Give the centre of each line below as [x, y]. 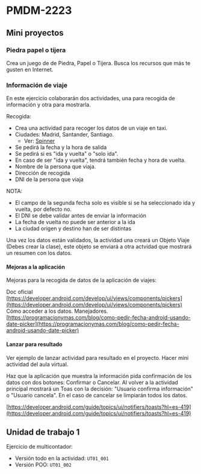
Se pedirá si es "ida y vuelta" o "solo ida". [66, 154]
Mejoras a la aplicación [36, 267]
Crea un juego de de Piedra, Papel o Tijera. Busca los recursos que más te [98, 63]
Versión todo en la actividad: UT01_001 [62, 458]
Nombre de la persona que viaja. [55, 167]
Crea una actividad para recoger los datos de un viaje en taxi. [91, 128]
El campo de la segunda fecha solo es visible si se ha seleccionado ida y [105, 203]
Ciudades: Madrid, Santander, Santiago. [64, 135]
